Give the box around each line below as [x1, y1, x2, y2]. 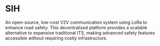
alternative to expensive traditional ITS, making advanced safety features [5, 30, 156, 36]
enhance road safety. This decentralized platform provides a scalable [5, 24, 148, 30]
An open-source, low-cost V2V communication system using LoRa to [5, 19, 148, 25]
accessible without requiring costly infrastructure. [5, 35, 108, 41]
